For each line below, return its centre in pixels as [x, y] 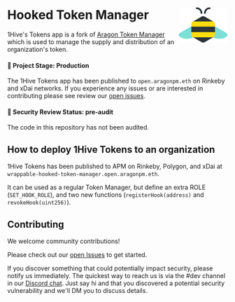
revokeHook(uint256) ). [39, 203]
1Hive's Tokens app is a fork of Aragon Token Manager [86, 34]
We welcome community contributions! [64, 241]
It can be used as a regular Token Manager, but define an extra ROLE [107, 187]
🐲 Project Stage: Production [48, 65]
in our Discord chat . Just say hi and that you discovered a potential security [116, 283]
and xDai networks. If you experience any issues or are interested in [105, 88]
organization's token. [37, 49]
